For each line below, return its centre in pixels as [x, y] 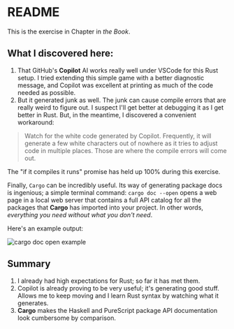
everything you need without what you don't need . [80, 214]
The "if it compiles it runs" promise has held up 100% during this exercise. [114, 171]
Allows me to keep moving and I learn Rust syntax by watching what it [118, 295]
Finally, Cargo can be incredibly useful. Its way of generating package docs [115, 185]
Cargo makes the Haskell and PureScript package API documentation [117, 310]
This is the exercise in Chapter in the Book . [69, 31]
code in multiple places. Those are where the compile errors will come [125, 150]
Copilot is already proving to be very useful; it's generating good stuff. [118, 288]
